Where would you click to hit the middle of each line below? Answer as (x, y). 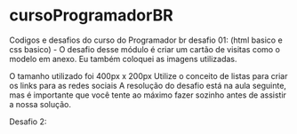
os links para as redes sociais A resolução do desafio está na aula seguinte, (148, 85)
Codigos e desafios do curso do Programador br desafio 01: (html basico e (146, 40)
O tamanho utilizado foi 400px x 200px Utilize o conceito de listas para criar (148, 75)
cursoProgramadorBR (91, 16)
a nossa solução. (40, 104)
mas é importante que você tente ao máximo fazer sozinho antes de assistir (148, 95)
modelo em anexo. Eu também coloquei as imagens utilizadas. (123, 59)
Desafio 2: (28, 122)
